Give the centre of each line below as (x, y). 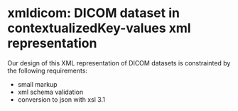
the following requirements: (47, 70)
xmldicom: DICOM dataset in (93, 13)
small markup (38, 84)
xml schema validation (50, 92)
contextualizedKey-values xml (99, 28)
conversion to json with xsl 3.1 (61, 99)
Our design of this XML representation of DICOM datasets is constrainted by (119, 63)
